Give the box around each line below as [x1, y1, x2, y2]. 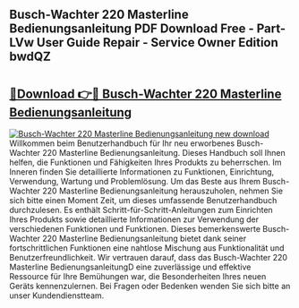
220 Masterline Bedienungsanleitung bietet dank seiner [42, 233, 247, 244]
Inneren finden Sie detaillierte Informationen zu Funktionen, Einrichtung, [9, 167, 275, 177]
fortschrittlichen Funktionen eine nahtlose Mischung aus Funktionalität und [9, 243, 285, 253]
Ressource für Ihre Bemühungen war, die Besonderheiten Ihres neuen [9, 271, 267, 281]
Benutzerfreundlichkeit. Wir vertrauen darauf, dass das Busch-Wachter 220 [9, 252, 288, 262]
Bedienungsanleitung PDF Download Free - [9, 21, 255, 37]
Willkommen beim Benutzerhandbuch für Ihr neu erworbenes [9, 138, 235, 149]
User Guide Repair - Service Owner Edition [36, 35, 279, 50]
